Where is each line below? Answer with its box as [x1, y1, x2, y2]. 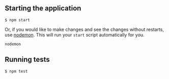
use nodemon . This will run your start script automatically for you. [5, 31, 145, 37]
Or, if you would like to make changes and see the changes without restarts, [5, 26, 164, 32]
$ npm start [5, 17, 30, 22]
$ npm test [5, 68, 28, 74]
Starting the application [5, 4, 81, 13]
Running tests [5, 55, 50, 64]
